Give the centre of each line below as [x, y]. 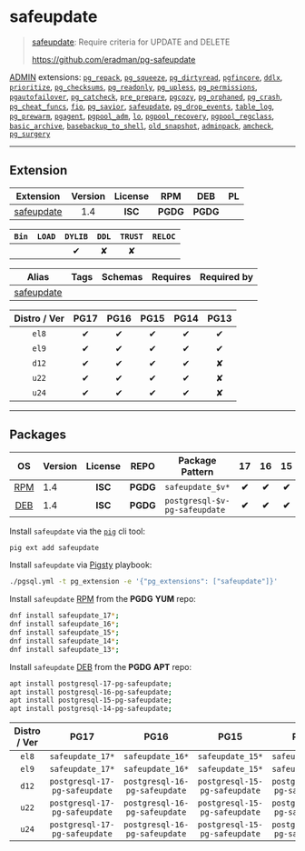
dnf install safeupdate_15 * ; [64, 633]
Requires [171, 276]
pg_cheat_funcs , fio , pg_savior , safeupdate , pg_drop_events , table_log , [142, 105]
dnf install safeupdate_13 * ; [64, 649]
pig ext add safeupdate [54, 547]
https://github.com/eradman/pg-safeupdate [113, 59]
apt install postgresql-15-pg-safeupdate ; [91, 701]
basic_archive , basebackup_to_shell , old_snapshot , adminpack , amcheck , [142, 125]
